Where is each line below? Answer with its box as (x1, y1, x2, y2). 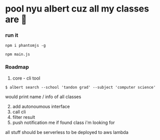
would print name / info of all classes (5, 94, 81, 100)
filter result (12, 114, 35, 120)
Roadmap (5, 63, 29, 71)
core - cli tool (12, 75, 41, 81)
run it (5, 32, 19, 39)
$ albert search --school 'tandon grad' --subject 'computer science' (5, 85, 156, 90)
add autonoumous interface (12, 103, 70, 109)
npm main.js (5, 52, 30, 57)
